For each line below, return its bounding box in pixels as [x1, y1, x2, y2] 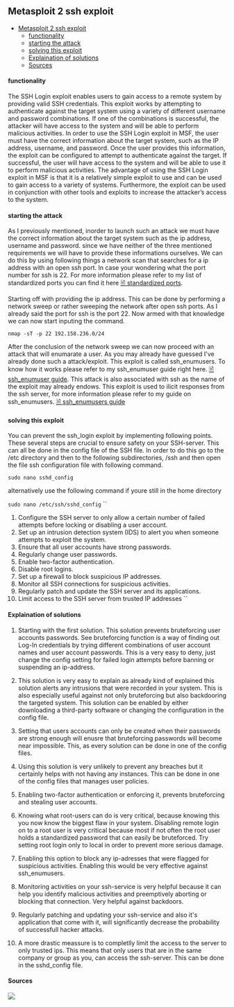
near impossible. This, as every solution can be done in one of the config [17, 741, 227, 750]
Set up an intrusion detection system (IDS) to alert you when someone [17, 528, 219, 536]
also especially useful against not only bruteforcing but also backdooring [17, 691, 226, 700]
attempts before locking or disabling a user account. [17, 521, 168, 530]
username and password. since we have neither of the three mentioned [8, 242, 212, 250]
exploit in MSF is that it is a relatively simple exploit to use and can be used [8, 174, 222, 182]
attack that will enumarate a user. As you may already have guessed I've [8, 350, 215, 358]
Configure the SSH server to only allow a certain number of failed [17, 514, 206, 522]
